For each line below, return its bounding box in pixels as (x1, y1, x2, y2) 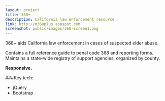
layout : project (5, 7, 40, 13)
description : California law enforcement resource (5, 17, 115, 22)
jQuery (12, 84, 27, 91)
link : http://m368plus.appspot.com (5, 21, 81, 27)
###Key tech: (5, 75, 34, 81)
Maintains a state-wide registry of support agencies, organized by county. (5, 55, 160, 61)
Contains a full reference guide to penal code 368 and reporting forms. (5, 50, 154, 56)
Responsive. (5, 65, 32, 71)
